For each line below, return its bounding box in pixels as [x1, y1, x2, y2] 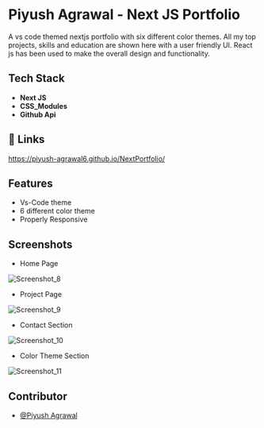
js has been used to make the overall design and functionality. [8, 48, 210, 58]
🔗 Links [8, 133, 45, 146]
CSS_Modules [19, 101, 67, 110]
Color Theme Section [19, 351, 90, 361]
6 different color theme [19, 206, 95, 216]
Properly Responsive [19, 214, 88, 224]
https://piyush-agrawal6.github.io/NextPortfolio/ [8, 153, 166, 164]
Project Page [19, 290, 62, 299]
